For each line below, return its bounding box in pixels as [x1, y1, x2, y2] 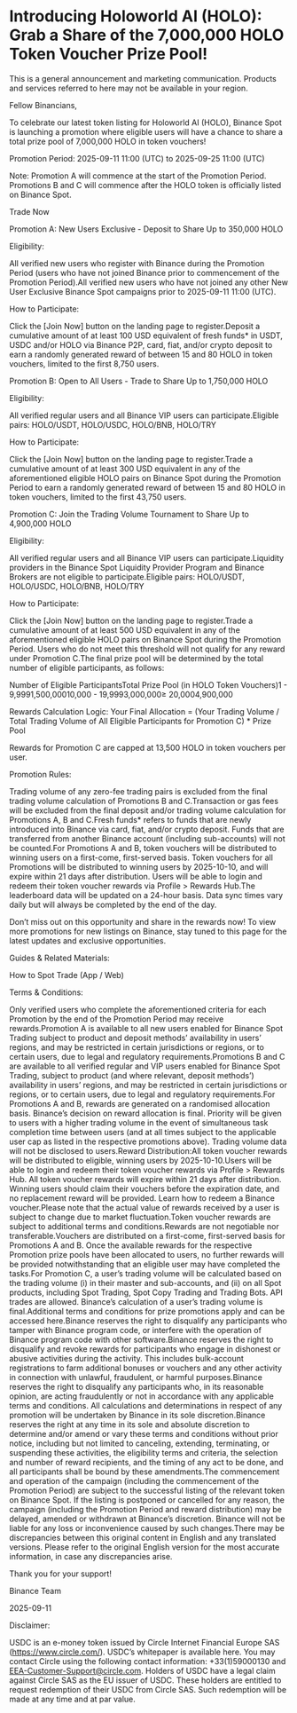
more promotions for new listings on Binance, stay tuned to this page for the [9, 926, 287, 936]
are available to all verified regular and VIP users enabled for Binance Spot [9, 1061, 281, 1071]
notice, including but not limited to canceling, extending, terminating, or [9, 1438, 270, 1449]
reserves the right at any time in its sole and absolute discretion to [9, 1418, 250, 1430]
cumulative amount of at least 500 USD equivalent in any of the [9, 624, 241, 635]
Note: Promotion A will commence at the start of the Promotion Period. [9, 170, 267, 181]
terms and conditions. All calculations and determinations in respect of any [9, 1400, 283, 1410]
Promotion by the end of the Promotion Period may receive [9, 1014, 224, 1024]
